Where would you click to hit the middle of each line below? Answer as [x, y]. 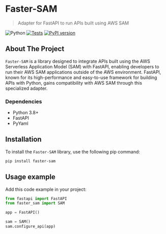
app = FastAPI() [22, 213]
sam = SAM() [18, 222]
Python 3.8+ [26, 113]
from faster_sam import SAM [35, 203]
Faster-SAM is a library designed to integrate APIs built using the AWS [78, 61]
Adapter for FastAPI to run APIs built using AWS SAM [73, 23]
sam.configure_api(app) [31, 227]
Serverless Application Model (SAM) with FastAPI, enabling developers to [82, 66]
